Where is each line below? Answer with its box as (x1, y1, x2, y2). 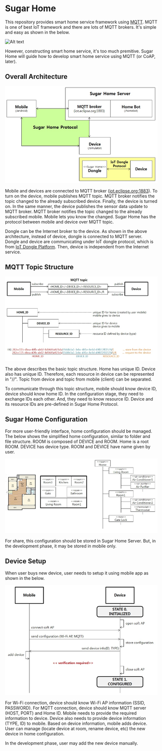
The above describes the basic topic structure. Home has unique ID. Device (5, 366, 156, 372)
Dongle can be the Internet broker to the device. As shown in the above (5, 228, 147, 234)
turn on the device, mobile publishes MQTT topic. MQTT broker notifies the (5, 193, 155, 199)
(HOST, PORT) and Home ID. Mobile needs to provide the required (5, 710, 137, 716)
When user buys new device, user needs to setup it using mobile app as (5, 570, 149, 576)
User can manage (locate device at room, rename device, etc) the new (5, 726, 146, 732)
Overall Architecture (5, 72, 68, 81)
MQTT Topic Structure (5, 263, 74, 271)
